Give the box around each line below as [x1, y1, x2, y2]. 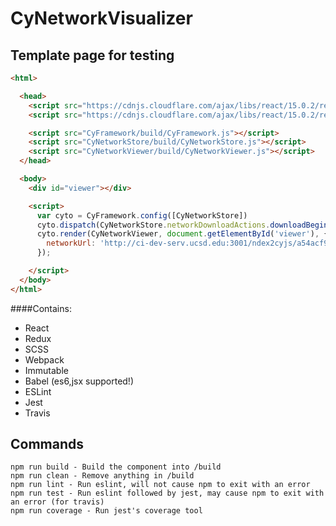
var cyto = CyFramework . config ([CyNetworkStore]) [36, 210, 248, 221]
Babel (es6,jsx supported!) [24, 375, 134, 387]
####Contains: [10, 302, 72, 314]
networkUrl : [46, 238, 97, 249]
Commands [10, 436, 85, 453]
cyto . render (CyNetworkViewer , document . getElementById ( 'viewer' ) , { [36, 229, 329, 239]
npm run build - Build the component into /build [10, 462, 222, 472]
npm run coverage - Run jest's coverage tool [10, 506, 203, 516]
